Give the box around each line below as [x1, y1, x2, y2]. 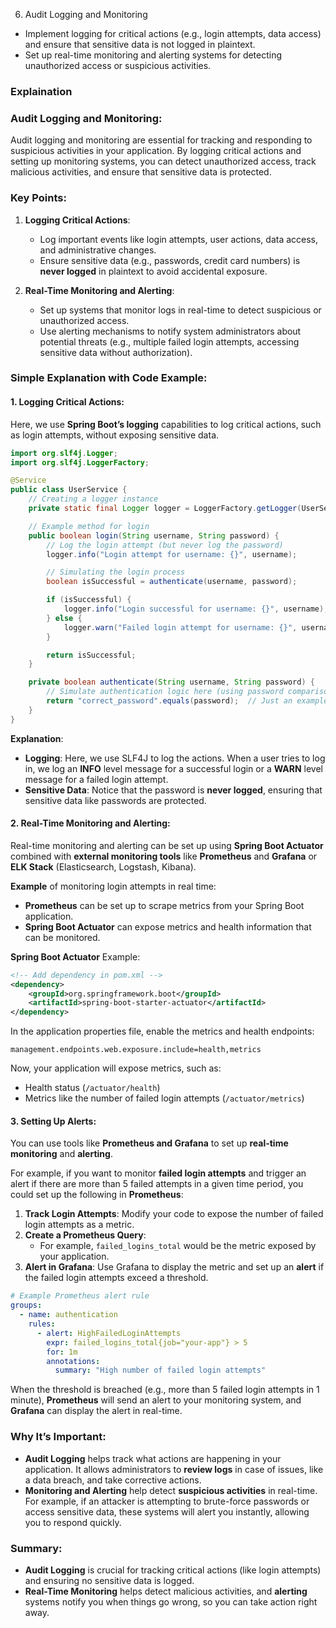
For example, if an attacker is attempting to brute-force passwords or [24, 1495, 310, 1507]
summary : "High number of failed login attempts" [54, 1365, 267, 1376]
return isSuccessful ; [46, 650, 137, 660]
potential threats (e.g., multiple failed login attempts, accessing [39, 335, 300, 348]
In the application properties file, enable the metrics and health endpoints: [10, 1025, 315, 1038]
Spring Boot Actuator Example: [10, 950, 141, 963]
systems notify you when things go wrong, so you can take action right [24, 1595, 318, 1608]
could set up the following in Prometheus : [10, 1189, 184, 1201]
